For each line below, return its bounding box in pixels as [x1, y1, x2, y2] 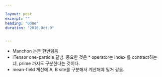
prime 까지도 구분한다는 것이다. [19, 60, 80, 67]
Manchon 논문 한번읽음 [12, 48, 59, 54]
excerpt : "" [5, 16, 30, 21]
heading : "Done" [5, 21, 39, 26]
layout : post [5, 11, 32, 16]
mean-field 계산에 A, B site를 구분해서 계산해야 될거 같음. [12, 67, 125, 73]
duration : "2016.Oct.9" [5, 25, 55, 30]
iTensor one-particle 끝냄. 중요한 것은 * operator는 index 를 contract [12, 54, 149, 60]
